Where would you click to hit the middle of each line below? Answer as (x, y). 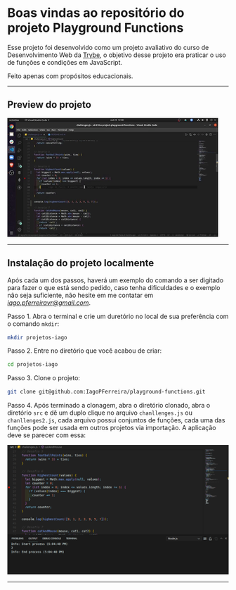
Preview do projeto (49, 105)
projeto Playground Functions (96, 28)
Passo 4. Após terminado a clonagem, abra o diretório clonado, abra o (109, 406)
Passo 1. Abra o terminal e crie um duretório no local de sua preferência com (118, 316)
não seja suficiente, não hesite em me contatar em (80, 295)
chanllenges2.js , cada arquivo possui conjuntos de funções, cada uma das (116, 420)
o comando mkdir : (33, 324)
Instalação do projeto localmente (81, 263)
